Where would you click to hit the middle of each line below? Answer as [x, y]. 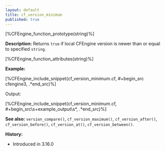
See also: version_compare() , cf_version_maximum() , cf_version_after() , [81, 119]
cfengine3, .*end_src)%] [31, 84]
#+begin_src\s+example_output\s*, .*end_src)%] [56, 109]
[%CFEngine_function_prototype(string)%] [50, 34]
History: [14, 134]
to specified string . [26, 49]
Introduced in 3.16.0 [33, 144]
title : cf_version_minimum [34, 15]
